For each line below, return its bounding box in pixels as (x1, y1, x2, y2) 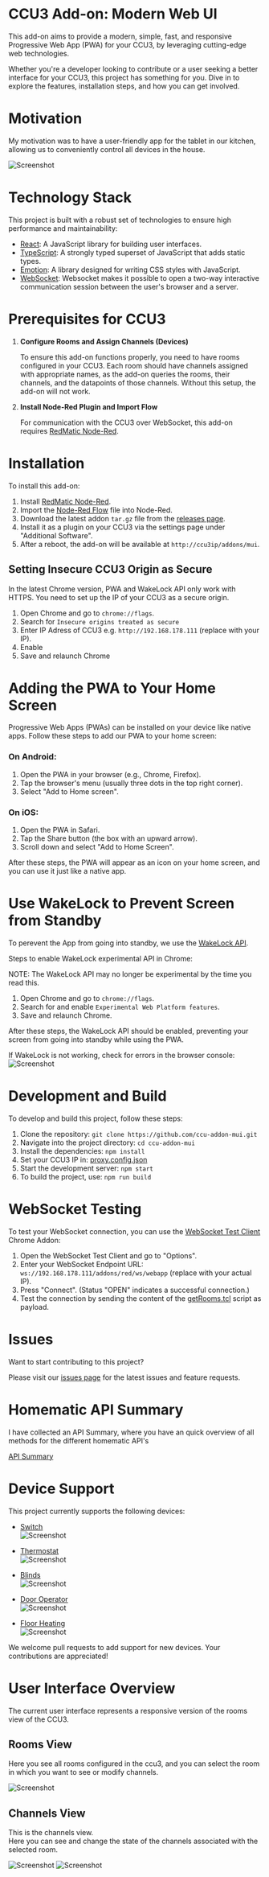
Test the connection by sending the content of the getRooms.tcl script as (19, 1293, 262, 1303)
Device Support (8, 1480, 115, 1497)
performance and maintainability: (8, 223, 118, 233)
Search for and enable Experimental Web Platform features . (19, 1002, 221, 1011)
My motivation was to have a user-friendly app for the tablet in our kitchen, (8, 136, 256, 146)
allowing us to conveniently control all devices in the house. (8, 144, 206, 154)
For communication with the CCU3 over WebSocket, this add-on (19, 418, 233, 427)
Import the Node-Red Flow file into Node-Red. (19, 504, 173, 515)
